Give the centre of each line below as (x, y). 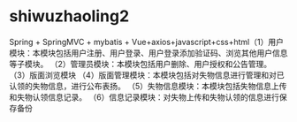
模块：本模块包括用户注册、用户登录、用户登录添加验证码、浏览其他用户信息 (148, 53)
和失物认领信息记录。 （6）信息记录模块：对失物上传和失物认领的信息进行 (145, 97)
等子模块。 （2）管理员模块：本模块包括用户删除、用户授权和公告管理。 (141, 64)
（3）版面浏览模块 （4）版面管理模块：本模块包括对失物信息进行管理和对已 (147, 75)
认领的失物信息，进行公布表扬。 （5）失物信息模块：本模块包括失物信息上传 (148, 86)
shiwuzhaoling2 (69, 16)
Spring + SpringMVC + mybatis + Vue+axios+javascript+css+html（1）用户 (147, 42)
